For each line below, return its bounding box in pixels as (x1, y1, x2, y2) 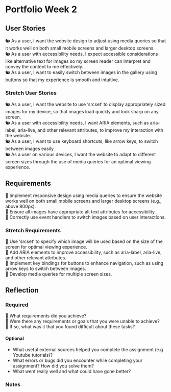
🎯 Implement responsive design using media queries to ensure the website (5, 192, 162, 199)
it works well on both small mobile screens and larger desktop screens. (5, 45, 155, 51)
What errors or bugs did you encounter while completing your (12, 357, 143, 363)
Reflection (5, 286, 39, 295)
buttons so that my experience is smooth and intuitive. (5, 77, 119, 83)
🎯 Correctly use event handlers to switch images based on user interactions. (5, 214, 166, 220)
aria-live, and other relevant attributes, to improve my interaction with (17, 127, 164, 133)
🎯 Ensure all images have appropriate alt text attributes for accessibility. (5, 209, 156, 215)
